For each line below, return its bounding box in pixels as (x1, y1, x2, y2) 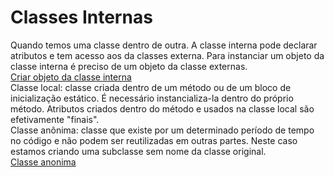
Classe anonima (10, 156, 77, 168)
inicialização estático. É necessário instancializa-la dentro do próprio (10, 92, 294, 104)
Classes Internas (10, 6, 153, 29)
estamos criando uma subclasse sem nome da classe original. (10, 145, 267, 157)
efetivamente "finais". (10, 113, 100, 125)
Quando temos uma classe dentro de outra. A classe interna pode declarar (10, 39, 318, 51)
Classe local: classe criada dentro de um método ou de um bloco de (10, 81, 292, 93)
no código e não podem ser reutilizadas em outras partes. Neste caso (10, 134, 298, 146)
